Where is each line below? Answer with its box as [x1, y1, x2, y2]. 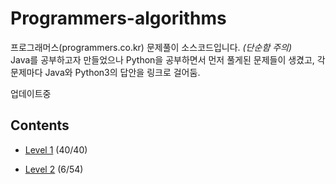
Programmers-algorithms [10, 7, 227, 30]
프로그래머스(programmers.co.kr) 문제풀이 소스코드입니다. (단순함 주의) [10, 41, 293, 53]
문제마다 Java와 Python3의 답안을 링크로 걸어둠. [10, 66, 201, 78]
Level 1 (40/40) [24, 143, 88, 156]
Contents [10, 117, 70, 134]
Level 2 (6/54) [24, 163, 84, 175]
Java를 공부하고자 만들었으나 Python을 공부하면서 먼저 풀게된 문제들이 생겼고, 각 [10, 53, 326, 66]
